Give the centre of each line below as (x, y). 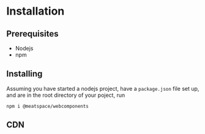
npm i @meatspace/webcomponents (47, 106)
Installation (35, 11)
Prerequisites (32, 34)
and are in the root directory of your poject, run (66, 95)
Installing (24, 74)
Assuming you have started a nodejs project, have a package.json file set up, (103, 88)
